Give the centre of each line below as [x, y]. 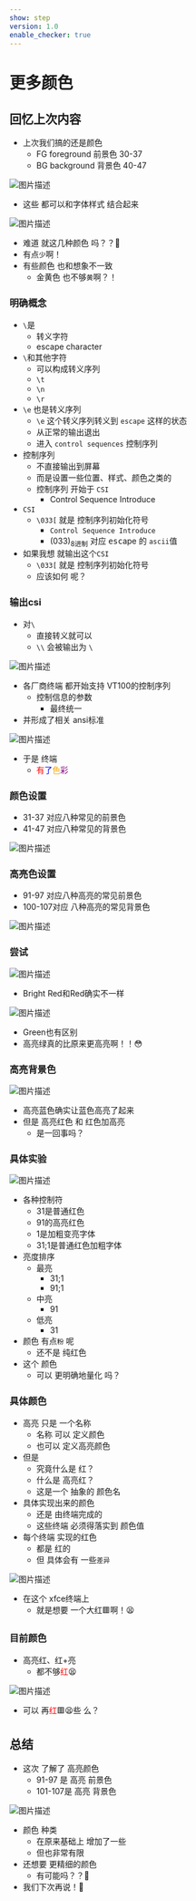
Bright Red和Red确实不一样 [73, 993]
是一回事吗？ [60, 1132]
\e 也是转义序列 [52, 409]
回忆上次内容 [45, 119]
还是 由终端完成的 [69, 1514]
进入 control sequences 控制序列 [97, 443]
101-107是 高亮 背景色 [76, 1791]
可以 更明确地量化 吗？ [78, 1375]
